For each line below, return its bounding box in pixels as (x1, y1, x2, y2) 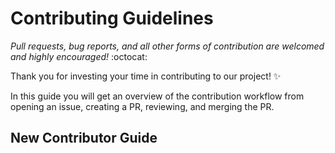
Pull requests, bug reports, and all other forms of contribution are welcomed (10, 40, 325, 52)
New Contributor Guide (10, 130, 158, 147)
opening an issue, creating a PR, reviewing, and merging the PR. (10, 100, 275, 112)
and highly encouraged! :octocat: (10, 50, 148, 62)
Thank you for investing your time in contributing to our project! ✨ (10, 70, 282, 82)
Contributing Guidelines (10, 7, 214, 30)
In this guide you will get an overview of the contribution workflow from (10, 90, 305, 102)
